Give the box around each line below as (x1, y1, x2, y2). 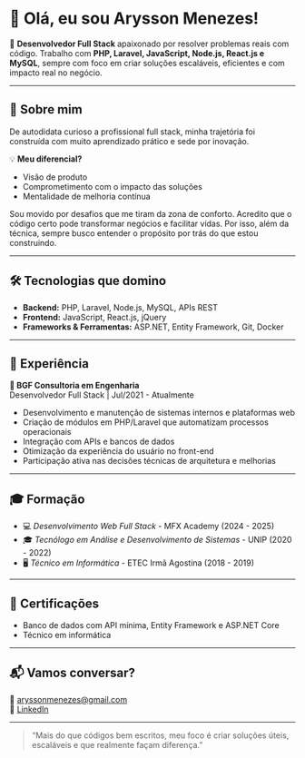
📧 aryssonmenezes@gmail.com (9, 694, 128, 704)
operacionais (22, 427, 72, 438)
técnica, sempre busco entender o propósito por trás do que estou (9, 227, 259, 239)
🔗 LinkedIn (9, 704, 49, 714)
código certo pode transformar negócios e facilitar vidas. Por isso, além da (9, 218, 290, 229)
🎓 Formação (9, 491, 85, 507)
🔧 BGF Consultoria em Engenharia (9, 380, 140, 391)
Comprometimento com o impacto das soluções (22, 181, 202, 192)
